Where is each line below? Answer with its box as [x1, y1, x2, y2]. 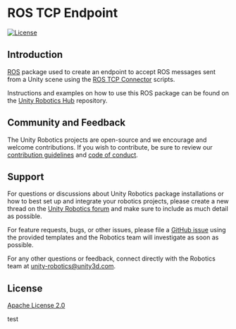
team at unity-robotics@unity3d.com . [7, 262, 116, 270]
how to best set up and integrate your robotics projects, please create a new [7, 197, 229, 205]
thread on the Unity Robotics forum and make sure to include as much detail [7, 205, 229, 213]
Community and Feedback [7, 116, 125, 128]
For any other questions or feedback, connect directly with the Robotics [7, 254, 216, 263]
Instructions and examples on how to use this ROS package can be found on [7, 88, 229, 97]
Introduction [7, 49, 63, 61]
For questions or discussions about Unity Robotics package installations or [7, 189, 224, 198]
